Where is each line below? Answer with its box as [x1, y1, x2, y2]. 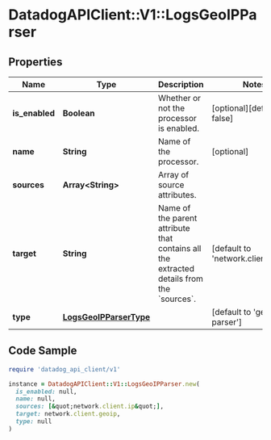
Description [157, 79, 204, 90]
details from [157, 273, 204, 284]
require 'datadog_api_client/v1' [8, 365, 121, 373]
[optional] [211, 146, 249, 157]
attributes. [157, 190, 197, 200]
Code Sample [8, 344, 77, 358]
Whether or [157, 93, 202, 103]
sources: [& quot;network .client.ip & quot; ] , [15, 402, 164, 411]
